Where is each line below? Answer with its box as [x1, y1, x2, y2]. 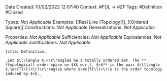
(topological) [5, 62, 36, 67]
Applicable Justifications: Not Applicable [5, 39, 91, 45]
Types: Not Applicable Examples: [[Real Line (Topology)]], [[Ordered [5, 19, 149, 25]
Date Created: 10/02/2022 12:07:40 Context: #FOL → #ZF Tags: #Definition [5, 4, 162, 10]
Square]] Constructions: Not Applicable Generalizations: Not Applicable [5, 24, 155, 30]
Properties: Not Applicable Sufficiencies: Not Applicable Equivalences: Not [5, 34, 161, 40]
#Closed [5, 9, 23, 15]
